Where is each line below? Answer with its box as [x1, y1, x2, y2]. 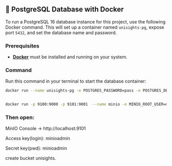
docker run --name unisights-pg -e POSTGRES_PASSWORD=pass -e [5, 88, 141, 93]
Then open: [5, 114, 35, 121]
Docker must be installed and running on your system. [12, 54, 128, 60]
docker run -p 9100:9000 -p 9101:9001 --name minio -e [5, 102, 127, 107]
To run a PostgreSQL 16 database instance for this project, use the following [5, 18, 166, 25]
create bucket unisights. [5, 155, 56, 161]
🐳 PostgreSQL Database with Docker [5, 5, 124, 14]
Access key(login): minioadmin [5, 135, 71, 141]
